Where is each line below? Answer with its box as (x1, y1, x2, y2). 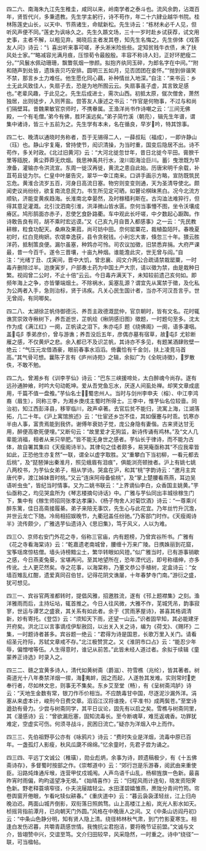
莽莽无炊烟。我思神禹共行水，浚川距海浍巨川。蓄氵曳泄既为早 (44, 156, 200, 164)
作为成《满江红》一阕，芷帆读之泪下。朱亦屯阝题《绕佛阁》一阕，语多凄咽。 (6, 323, 200, 330)
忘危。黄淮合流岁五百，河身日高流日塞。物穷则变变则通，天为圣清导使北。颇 (6, 180, 200, 187)
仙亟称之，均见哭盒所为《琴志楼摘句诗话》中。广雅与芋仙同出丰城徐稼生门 (6, 490, 194, 496)
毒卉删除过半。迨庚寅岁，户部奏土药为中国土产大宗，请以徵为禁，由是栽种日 (6, 264, 200, 271)
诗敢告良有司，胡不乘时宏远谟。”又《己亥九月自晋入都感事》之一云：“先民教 (6, 218, 197, 225)
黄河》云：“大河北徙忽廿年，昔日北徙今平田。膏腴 (67, 149, 194, 156)
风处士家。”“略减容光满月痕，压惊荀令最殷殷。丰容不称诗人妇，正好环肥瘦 (6, 52, 191, 58)
